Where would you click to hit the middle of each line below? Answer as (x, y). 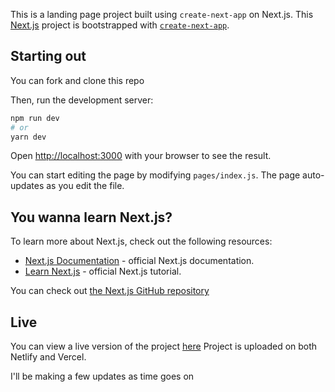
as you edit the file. (85, 186)
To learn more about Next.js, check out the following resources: (141, 241)
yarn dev (28, 137)
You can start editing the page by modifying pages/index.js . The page (155, 175)
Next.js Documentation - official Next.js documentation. (139, 261)
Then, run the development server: (82, 100)
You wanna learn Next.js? (91, 217)
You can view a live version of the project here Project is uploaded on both (164, 346)
